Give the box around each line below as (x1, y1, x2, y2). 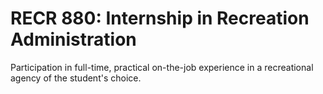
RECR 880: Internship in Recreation (10, 7, 310, 30)
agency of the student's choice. (10, 72, 142, 84)
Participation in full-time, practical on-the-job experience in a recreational (10, 61, 314, 73)
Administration (10, 28, 137, 51)
